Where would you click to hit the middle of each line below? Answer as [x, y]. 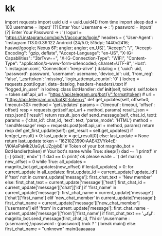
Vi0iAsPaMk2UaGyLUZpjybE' [35, 146]
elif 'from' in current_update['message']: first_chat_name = [91, 208]
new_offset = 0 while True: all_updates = [46, 162]
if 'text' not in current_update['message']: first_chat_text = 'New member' [79, 177]
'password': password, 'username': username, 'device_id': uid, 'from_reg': [80, 73]
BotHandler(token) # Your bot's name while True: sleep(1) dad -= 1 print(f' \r [81, 151]
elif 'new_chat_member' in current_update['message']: [102, 198]
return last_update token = [32, 141]
